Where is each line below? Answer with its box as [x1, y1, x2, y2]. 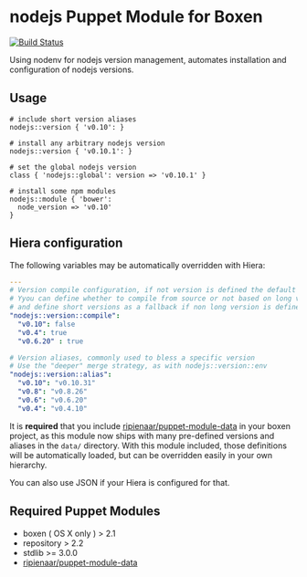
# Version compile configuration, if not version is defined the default [9, 286, 297, 295]
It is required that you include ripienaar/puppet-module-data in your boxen [9, 420, 291, 431]
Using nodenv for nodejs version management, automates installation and [9, 54, 287, 65]
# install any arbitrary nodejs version [9, 139, 166, 148]
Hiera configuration [9, 236, 123, 251]
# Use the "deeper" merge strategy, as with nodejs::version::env [9, 362, 268, 371]
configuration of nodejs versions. [9, 64, 134, 75]
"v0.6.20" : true [17, 336, 84, 346]
